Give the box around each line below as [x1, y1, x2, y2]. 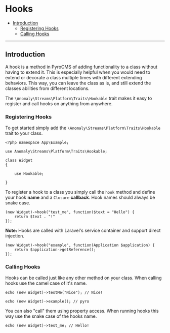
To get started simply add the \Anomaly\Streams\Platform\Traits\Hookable [5, 125, 161, 131]
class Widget [5, 158, 33, 163]
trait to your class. [5, 130, 43, 136]
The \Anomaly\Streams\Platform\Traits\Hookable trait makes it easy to [5, 95, 152, 101]
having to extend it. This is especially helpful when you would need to [5, 69, 151, 75]
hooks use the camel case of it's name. [5, 280, 87, 286]
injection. [5, 233, 24, 239]
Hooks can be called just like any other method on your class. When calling [5, 275, 162, 281]
